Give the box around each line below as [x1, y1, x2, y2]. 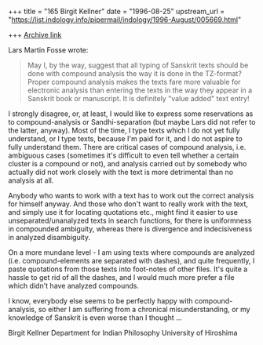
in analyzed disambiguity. [8, 233, 90, 241]
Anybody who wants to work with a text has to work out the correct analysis [8, 191, 254, 200]
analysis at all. [8, 176, 54, 185]
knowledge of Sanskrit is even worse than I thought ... [8, 313, 182, 322]
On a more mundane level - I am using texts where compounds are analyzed [8, 248, 255, 257]
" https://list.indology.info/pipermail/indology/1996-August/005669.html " [8, 15, 242, 24]
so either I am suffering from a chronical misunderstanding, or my [38, 305, 250, 314]
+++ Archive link [8, 31, 62, 39]
